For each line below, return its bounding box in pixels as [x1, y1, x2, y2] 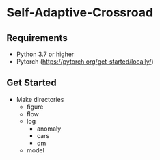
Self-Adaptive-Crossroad [6, 5, 154, 21]
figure [26, 103, 44, 111]
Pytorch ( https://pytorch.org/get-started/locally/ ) [16, 57, 155, 66]
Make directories [16, 95, 64, 103]
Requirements [6, 32, 68, 44]
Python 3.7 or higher [16, 50, 75, 58]
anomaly [36, 124, 62, 133]
